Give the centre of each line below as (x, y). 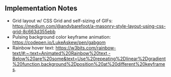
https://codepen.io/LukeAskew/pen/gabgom (59, 42)
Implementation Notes (41, 8)
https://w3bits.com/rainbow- (86, 47)
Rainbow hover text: (33, 47)
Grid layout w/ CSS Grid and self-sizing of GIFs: (62, 20)
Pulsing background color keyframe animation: (61, 37)
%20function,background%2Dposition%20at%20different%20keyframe (89, 64)
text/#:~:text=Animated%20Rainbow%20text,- (61, 53)
